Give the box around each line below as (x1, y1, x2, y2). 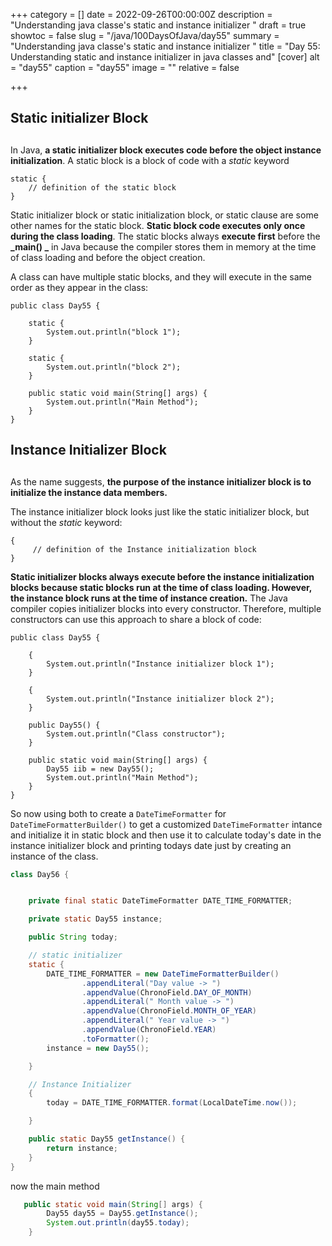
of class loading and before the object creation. (10, 251, 206, 263)
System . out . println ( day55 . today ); (46, 1218, 190, 1228)
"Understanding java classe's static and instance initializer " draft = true (10, 19, 307, 31)
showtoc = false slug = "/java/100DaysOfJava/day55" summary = (10, 30, 280, 41)
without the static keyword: (10, 516, 123, 528)
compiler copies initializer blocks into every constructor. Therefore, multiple (10, 602, 322, 614)
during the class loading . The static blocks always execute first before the (10, 230, 321, 242)
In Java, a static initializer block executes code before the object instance (10, 144, 322, 156)
